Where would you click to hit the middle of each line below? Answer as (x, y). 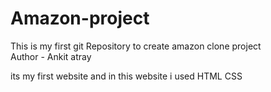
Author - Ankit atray (51, 56)
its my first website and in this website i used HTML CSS (126, 76)
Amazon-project (80, 18)
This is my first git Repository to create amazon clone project (136, 46)
